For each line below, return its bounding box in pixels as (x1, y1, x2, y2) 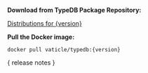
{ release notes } (7, 58, 55, 67)
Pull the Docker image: (7, 33, 75, 41)
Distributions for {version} (7, 19, 82, 27)
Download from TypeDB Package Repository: (7, 6, 142, 14)
